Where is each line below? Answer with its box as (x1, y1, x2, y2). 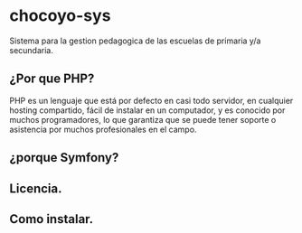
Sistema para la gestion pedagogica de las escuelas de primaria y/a (9, 35, 261, 46)
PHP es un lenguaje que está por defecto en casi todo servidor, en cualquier (9, 95, 294, 106)
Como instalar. (9, 211, 94, 227)
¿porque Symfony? (9, 150, 119, 165)
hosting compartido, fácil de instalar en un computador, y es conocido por (9, 105, 286, 116)
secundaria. (9, 44, 54, 55)
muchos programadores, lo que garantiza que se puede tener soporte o (9, 114, 277, 125)
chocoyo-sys (9, 5, 111, 26)
